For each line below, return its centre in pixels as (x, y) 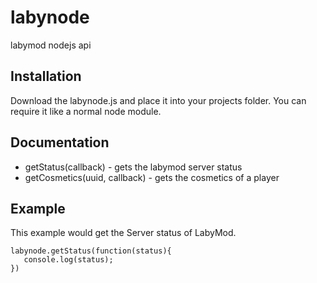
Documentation (60, 142)
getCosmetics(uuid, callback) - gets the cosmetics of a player (152, 177)
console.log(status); (68, 260)
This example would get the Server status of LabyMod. (123, 233)
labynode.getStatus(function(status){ (91, 251)
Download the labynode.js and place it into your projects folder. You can (158, 100)
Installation (46, 76)
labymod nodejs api (51, 45)
